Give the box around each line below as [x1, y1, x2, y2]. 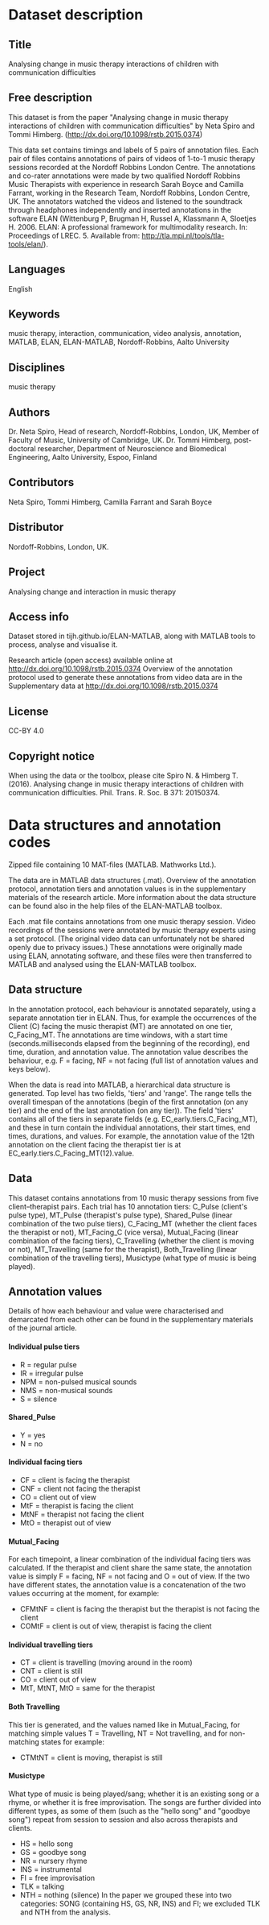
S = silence [19, 1394, 58, 1404]
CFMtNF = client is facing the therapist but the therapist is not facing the [19, 1604, 260, 1614]
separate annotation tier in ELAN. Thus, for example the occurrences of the [8, 1013, 257, 1023]
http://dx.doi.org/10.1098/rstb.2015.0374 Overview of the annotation [8, 664, 233, 674]
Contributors [8, 475, 75, 489]
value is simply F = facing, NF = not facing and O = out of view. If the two [8, 1571, 251, 1581]
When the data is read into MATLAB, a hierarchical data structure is [8, 1080, 230, 1089]
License [8, 704, 49, 718]
